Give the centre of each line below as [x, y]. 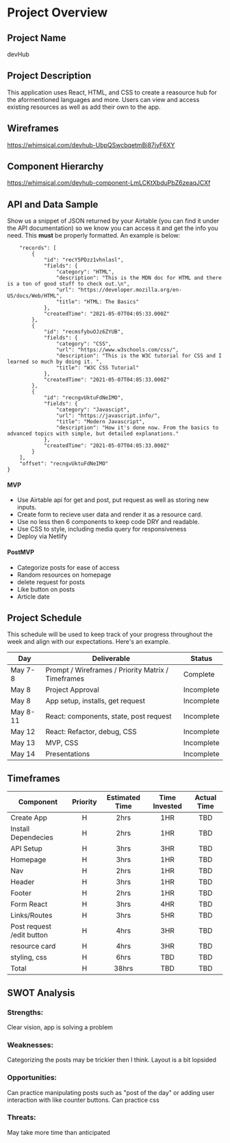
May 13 [23, 743]
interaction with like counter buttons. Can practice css [83, 1100]
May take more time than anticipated [59, 1132]
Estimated [123, 798]
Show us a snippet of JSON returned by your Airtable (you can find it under [113, 221]
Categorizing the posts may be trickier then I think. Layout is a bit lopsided [112, 1060]
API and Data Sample [53, 204]
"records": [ [38, 248]
